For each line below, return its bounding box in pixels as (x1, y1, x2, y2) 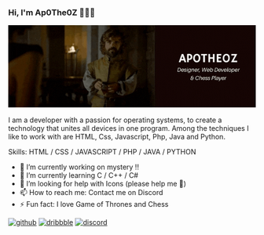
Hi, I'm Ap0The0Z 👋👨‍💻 (8, 7, 96, 18)
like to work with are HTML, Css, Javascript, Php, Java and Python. (8, 132, 226, 142)
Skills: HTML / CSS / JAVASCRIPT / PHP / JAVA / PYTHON (8, 147, 196, 157)
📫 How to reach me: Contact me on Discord (19, 188, 163, 197)
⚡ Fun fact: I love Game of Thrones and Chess (19, 200, 169, 209)
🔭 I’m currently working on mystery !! (19, 162, 140, 172)
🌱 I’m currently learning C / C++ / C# (19, 171, 139, 180)
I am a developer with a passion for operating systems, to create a (8, 115, 222, 125)
